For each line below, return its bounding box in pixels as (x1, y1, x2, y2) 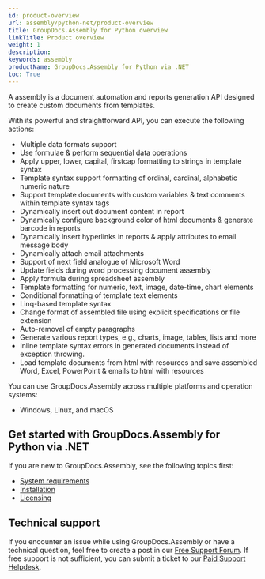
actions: (8, 124, 34, 133)
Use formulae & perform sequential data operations (19, 148, 187, 157)
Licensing (19, 493, 52, 502)
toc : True (8, 70, 41, 78)
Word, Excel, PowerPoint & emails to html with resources (19, 366, 204, 375)
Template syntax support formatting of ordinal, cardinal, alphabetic (19, 173, 238, 182)
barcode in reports (19, 223, 81, 233)
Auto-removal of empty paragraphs (19, 324, 136, 333)
